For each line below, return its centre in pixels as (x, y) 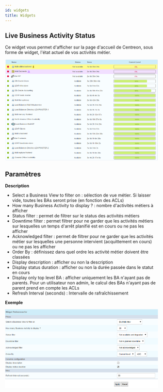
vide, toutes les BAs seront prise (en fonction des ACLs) (68, 200)
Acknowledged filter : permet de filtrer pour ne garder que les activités (83, 237)
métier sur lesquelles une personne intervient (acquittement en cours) (82, 242)
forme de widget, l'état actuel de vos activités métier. (58, 52)
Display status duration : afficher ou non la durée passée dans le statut (83, 267)
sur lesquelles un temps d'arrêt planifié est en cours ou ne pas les (78, 226)
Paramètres (23, 174)
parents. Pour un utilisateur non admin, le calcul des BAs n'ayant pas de (84, 283)
